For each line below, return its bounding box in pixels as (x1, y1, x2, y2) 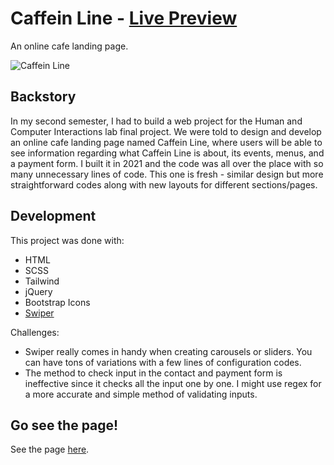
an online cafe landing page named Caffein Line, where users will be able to (10, 136, 323, 148)
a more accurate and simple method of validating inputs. (24, 388, 258, 400)
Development (10, 208, 97, 225)
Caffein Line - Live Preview (10, 7, 238, 30)
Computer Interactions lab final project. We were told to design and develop (10, 125, 322, 137)
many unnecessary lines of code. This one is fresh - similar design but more (10, 168, 324, 180)
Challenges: (10, 326, 60, 338)
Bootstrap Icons (24, 296, 91, 308)
